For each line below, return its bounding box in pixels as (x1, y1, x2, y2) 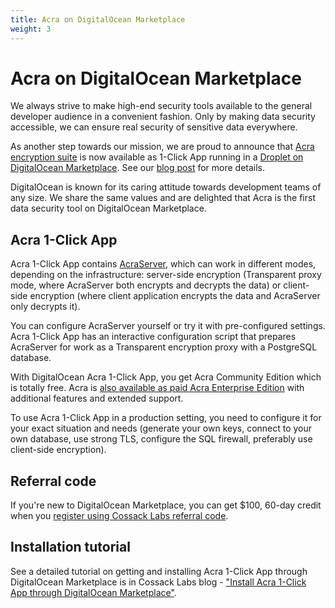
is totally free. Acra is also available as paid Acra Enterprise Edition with (10, 382, 305, 394)
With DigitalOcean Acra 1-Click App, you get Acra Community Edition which (10, 371, 322, 383)
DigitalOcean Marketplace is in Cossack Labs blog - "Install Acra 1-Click (10, 576, 307, 588)
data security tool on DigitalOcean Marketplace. (10, 202, 207, 215)
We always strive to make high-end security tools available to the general (10, 100, 313, 112)
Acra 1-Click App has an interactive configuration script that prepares (10, 331, 297, 343)
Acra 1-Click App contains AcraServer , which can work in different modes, (10, 258, 317, 270)
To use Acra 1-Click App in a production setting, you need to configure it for (10, 412, 322, 424)
